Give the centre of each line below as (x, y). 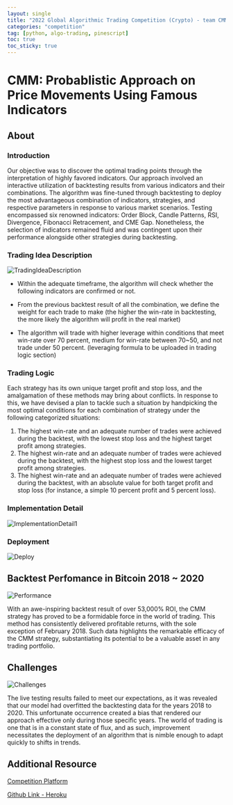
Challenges (32, 668)
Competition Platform (37, 781)
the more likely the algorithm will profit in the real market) (99, 319)
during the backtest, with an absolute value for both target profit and (115, 483)
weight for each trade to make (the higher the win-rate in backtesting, (117, 312)
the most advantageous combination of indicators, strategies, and (101, 200)
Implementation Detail (45, 509)
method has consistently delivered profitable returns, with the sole (102, 623)
